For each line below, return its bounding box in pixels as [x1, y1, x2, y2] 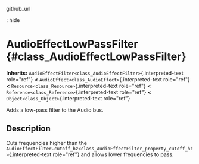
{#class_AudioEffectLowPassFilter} [6, 50, 186, 64]
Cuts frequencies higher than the [6, 139, 88, 146]
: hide [6, 17, 20, 23]
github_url [6, 5, 31, 12]
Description [6, 124, 51, 134]
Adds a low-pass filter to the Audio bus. [6, 106, 104, 113]
